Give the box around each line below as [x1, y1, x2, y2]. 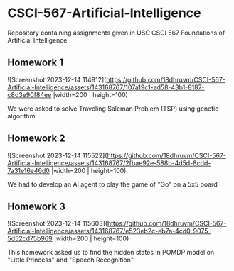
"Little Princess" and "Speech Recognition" [7, 255, 134, 264]
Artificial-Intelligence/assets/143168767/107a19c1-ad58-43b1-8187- [7, 83, 205, 92]
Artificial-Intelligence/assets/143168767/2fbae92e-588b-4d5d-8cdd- [7, 158, 211, 167]
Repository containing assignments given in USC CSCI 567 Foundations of [7, 28, 225, 37]
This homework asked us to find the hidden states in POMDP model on [7, 248, 215, 257]
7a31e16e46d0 [7, 166, 50, 175]
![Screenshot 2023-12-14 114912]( [7, 75, 107, 84]
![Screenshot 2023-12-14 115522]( [7, 151, 107, 160]
